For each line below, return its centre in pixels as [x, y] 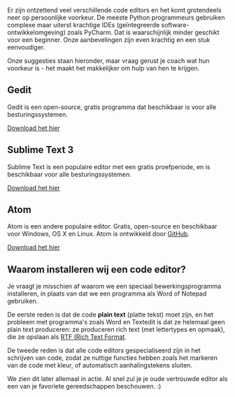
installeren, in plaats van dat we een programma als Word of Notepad [107, 294]
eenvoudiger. [26, 47]
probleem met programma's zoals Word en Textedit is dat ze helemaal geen [116, 322]
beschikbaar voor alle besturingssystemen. [69, 174]
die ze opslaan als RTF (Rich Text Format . [67, 337]
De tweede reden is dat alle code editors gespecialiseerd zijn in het [104, 351]
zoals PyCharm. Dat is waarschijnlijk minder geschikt [143, 32]
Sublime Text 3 [41, 150]
